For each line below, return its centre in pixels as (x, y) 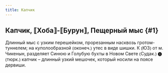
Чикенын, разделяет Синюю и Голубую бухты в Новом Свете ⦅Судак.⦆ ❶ (83, 54)
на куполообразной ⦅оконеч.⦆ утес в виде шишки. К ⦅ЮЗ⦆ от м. (96, 48)
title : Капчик (20, 10)
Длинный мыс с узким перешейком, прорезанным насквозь (71, 43)
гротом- (146, 43)
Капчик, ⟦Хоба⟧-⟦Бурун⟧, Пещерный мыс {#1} (82, 31)
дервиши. (16, 65)
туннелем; (16, 48)
